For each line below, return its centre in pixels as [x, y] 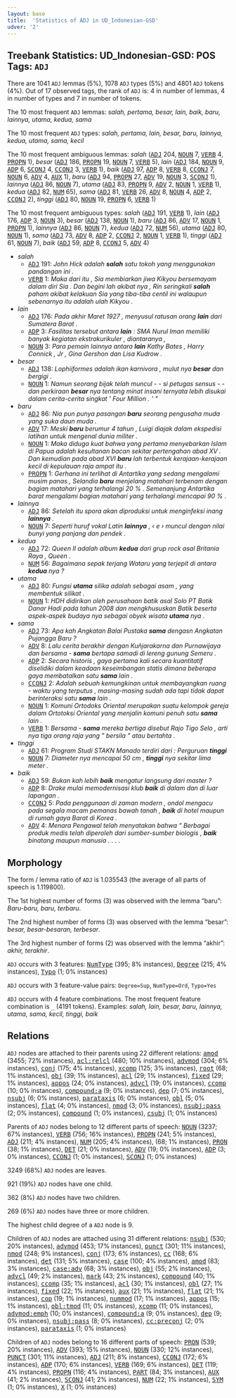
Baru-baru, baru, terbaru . [44, 908]
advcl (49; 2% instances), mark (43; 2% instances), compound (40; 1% [111, 1275]
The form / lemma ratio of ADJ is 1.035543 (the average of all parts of [107, 879]
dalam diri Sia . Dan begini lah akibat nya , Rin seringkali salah [119, 287]
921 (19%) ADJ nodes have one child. [60, 1184]
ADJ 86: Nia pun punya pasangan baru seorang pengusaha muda [124, 414]
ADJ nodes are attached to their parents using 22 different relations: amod [113, 1053]
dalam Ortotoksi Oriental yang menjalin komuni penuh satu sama [123, 713]
